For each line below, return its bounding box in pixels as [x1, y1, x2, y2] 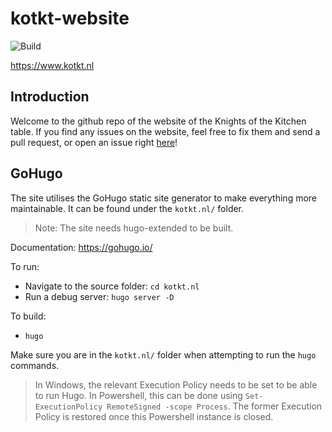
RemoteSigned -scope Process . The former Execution [106, 400, 323, 412]
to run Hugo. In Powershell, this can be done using [34, 389, 243, 401]
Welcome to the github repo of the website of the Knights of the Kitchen [10, 115, 307, 127]
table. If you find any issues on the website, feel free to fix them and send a [10, 125, 321, 137]
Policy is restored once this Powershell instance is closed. [34, 410, 274, 422]
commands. [10, 359, 60, 371]
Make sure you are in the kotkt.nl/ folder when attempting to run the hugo [10, 348, 317, 361]
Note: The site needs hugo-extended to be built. [34, 222, 234, 234]
